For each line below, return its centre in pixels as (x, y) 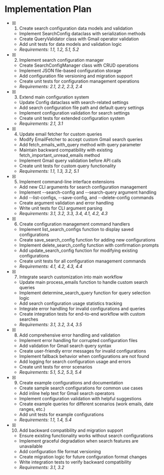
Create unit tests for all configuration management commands (82, 261)
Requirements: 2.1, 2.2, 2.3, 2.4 (51, 86)
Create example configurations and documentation (71, 382)
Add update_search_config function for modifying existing (79, 250)
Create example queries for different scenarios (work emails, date (86, 404)
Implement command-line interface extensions (67, 181)
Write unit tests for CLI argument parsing (61, 208)
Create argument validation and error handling (66, 203)
